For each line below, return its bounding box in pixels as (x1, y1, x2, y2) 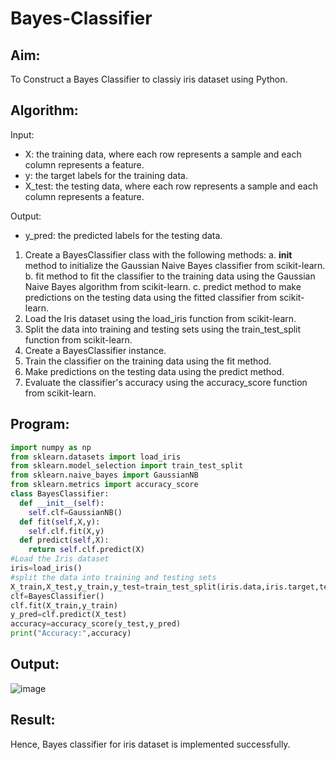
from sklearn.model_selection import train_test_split (10, 461, 244, 471)
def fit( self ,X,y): (19, 517, 101, 527)
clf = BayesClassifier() (10, 591, 105, 601)
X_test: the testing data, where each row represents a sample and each (24, 180, 318, 192)
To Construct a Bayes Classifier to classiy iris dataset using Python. (10, 73, 288, 85)
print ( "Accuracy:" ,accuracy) (10, 628, 132, 639)
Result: (10, 712, 56, 729)
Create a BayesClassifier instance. (24, 344, 167, 356)
